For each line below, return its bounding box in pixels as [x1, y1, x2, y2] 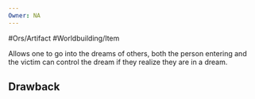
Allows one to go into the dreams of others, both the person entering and [8, 48, 248, 58]
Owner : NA [8, 11, 41, 20]
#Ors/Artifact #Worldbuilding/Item [8, 33, 120, 43]
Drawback [8, 80, 60, 93]
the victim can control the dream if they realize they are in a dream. [8, 57, 228, 67]
